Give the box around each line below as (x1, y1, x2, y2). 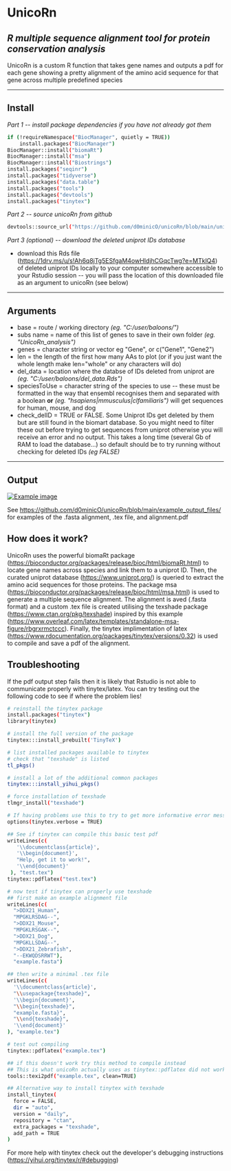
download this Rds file (16, 249, 80, 257)
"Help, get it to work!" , (16, 856, 91, 863)
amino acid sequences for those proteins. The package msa (7, 580, 177, 589)
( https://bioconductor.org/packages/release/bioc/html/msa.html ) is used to (7, 587, 220, 596)
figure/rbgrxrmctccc (7, 624, 65, 633)
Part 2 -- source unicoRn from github (7, 210, 113, 218)
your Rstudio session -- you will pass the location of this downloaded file (16, 271, 224, 279)
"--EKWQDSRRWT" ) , (13, 952, 63, 959)
